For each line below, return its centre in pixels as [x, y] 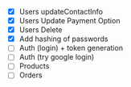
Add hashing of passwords [63, 39]
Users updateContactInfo [61, 12]
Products [34, 66]
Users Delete [41, 30]
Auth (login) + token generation [71, 48]
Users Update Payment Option [70, 21]
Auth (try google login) [57, 57]
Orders [31, 75]
